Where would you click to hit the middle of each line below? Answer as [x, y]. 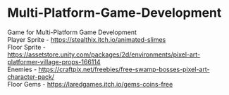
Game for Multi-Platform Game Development [72, 32]
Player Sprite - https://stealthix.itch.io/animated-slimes [87, 39]
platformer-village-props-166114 [54, 61]
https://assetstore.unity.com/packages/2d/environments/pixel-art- [104, 54]
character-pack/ [31, 76]
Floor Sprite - [26, 47]
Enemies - [22, 69]
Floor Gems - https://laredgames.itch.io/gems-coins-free [90, 84]
